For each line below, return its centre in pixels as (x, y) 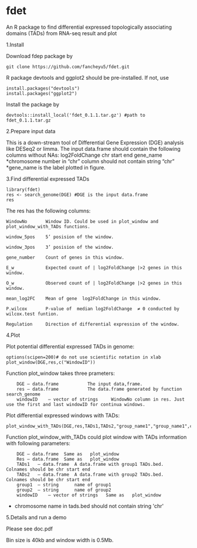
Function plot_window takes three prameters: (61, 373)
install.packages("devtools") (43, 88)
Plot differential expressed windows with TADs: (63, 415)
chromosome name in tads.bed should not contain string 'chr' (89, 506)
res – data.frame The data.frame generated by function (99, 389)
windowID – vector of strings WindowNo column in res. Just (101, 399)
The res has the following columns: (48, 211)
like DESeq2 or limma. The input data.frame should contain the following (93, 148)
